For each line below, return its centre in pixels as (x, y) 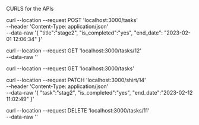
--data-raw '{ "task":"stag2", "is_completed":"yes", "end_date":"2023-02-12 (99, 93)
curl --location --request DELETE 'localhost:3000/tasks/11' (78, 110)
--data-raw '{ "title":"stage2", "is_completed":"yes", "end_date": (85, 33)
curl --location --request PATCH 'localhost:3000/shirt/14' (76, 80)
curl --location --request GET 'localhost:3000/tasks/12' (74, 51)
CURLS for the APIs (30, 9)
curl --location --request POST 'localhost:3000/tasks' (72, 20)
